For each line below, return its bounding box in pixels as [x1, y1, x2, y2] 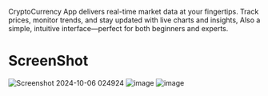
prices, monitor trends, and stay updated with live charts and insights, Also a [8, 15, 261, 25]
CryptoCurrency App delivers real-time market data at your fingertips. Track [8, 7, 259, 16]
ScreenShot [8, 52, 89, 70]
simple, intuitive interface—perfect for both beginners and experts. [8, 24, 229, 33]
